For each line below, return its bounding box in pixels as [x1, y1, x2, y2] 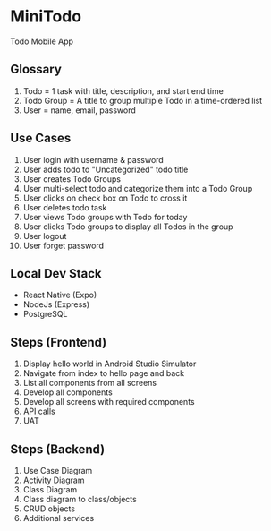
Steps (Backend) [10, 441, 106, 457]
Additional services [22, 513, 95, 523]
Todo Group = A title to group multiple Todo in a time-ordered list [22, 95, 263, 106]
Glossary [10, 62, 62, 77]
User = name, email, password [22, 105, 137, 116]
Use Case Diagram [22, 466, 93, 475]
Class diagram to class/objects [22, 494, 137, 504]
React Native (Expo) [22, 289, 97, 301]
